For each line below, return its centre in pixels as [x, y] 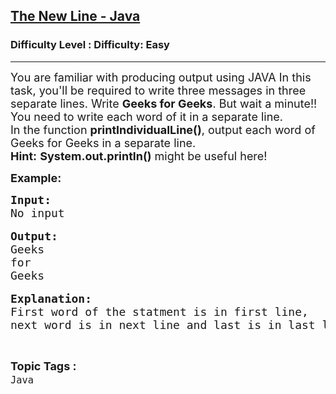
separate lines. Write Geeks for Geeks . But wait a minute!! [164, 103]
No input [37, 212]
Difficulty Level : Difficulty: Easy [90, 45]
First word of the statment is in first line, [159, 311]
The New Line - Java [75, 16]
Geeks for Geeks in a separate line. [103, 142]
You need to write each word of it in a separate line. [146, 116]
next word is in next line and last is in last [163, 324]
